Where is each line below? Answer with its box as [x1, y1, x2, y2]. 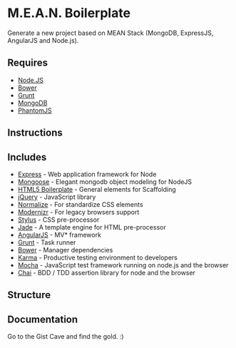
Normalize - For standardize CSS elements [17, 200, 144, 208]
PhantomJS [17, 106, 52, 115]
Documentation [7, 313, 78, 325]
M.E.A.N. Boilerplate [7, 5, 130, 21]
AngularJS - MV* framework [17, 230, 102, 239]
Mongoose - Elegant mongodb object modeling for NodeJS [17, 177, 193, 186]
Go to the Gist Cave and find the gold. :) [7, 332, 124, 341]
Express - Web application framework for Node [17, 170, 157, 178]
